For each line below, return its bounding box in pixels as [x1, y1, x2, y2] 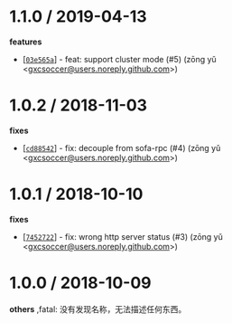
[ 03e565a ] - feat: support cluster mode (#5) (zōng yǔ [22, 53, 217, 64]
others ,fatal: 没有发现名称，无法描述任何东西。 [9, 303, 187, 314]
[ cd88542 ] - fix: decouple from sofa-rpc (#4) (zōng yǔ [22, 142, 221, 153]
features [9, 36, 42, 47]
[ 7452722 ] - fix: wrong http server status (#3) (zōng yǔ [22, 231, 223, 242]
